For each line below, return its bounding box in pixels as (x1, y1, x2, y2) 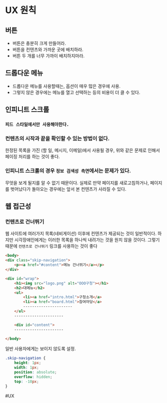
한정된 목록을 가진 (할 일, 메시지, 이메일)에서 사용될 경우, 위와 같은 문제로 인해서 (5, 147, 160, 153)
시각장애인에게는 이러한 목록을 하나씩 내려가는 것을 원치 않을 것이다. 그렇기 (14, 237, 160, 243)
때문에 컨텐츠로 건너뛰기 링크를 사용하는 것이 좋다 (5, 243, 97, 249)
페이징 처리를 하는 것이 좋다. (5, 154, 60, 160)
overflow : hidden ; (14, 374, 52, 379)
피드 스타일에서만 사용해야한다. (5, 122, 69, 128)
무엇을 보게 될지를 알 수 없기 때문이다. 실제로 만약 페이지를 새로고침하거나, (5, 180, 149, 186)
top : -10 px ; (14, 379, 39, 384)
